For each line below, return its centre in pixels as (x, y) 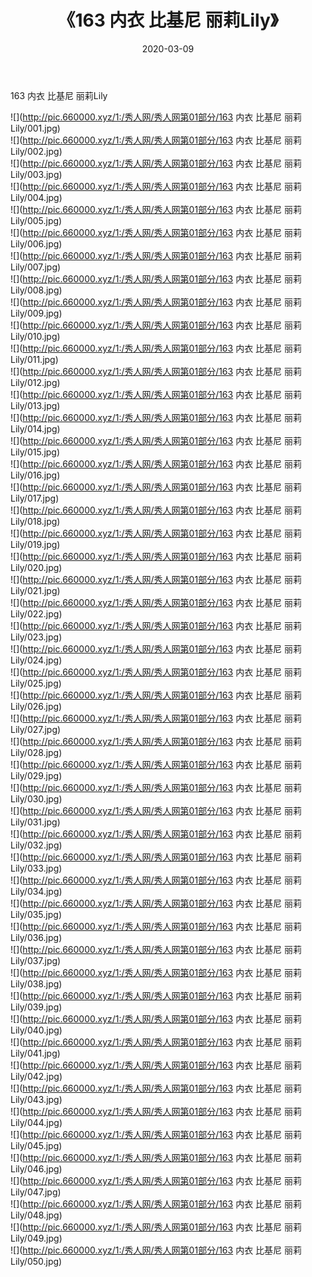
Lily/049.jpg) (36, 1238)
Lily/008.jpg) (36, 290)
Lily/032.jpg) (36, 845)
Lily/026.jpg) (36, 706)
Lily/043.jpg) (36, 1099)
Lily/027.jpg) (36, 729)
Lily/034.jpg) (36, 891)
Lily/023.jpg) (36, 637)
